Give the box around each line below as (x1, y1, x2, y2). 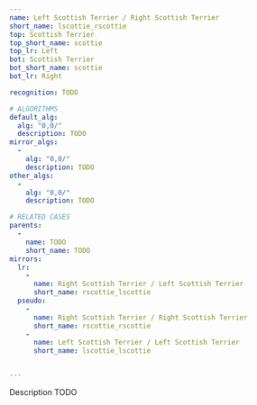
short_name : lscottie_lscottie (32, 346, 151, 355)
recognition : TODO (9, 87, 78, 97)
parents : (9, 221, 42, 230)
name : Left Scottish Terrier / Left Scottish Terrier (32, 338, 241, 347)
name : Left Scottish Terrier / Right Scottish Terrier (9, 13, 220, 22)
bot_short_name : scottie (9, 64, 103, 73)
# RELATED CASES (9, 212, 70, 221)
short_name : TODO (25, 246, 91, 255)
